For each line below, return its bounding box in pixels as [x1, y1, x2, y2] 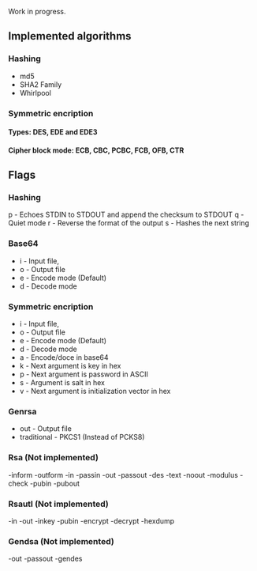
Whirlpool [19, 88, 51, 97]
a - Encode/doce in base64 [19, 353, 109, 362]
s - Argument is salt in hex [19, 378, 105, 388]
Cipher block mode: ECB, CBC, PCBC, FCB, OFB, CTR [8, 146, 184, 155]
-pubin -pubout [30, 478, 80, 488]
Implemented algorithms [8, 29, 132, 43]
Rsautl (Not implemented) [8, 498, 109, 509]
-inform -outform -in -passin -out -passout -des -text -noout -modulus [8, 470, 239, 479]
